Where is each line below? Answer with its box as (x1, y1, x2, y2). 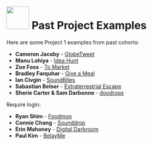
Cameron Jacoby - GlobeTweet (15, 50, 95, 58)
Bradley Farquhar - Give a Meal (15, 70, 95, 77)
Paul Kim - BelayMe (15, 132, 66, 139)
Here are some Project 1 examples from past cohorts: (6, 38, 140, 46)
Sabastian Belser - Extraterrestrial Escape (15, 83, 121, 90)
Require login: (6, 101, 41, 108)
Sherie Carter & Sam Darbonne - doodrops (15, 89, 124, 96)
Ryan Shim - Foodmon (15, 112, 72, 120)
